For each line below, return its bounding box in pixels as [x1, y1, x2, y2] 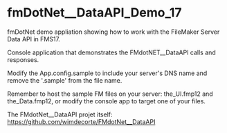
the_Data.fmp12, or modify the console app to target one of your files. [7, 96, 206, 105]
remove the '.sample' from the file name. [7, 76, 122, 84]
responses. [7, 55, 39, 63]
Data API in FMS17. [7, 34, 61, 43]
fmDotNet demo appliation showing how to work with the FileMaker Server [7, 28, 220, 36]
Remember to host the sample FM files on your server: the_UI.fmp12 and [7, 90, 213, 98]
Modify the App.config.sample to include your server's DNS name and [7, 69, 208, 77]
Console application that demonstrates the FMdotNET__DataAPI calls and [7, 48, 216, 57]
